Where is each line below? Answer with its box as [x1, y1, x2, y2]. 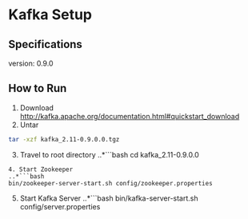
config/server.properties [19, 201, 101, 211]
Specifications [8, 38, 82, 51]
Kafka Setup [8, 6, 93, 24]
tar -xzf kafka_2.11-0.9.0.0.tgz [8, 135, 120, 143]
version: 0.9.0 [8, 58, 54, 68]
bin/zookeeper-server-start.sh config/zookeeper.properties [8, 179, 214, 187]
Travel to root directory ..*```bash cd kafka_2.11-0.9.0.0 [19, 149, 200, 159]
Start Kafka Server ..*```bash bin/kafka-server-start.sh [19, 193, 198, 203]
